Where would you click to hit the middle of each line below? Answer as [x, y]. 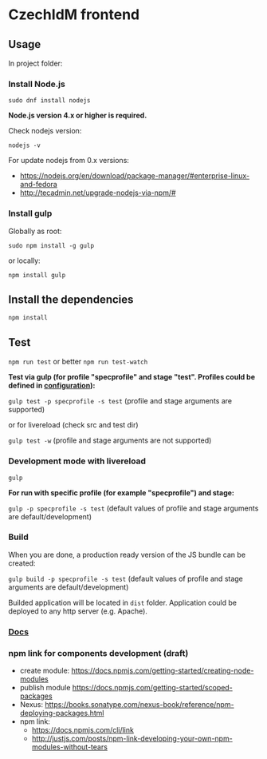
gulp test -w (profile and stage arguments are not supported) [110, 440]
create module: [45, 671]
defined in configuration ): [52, 386]
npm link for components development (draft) [98, 653]
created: [22, 563]
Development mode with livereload [77, 461]
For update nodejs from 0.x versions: [69, 161]
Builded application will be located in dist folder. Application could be [123, 602]
